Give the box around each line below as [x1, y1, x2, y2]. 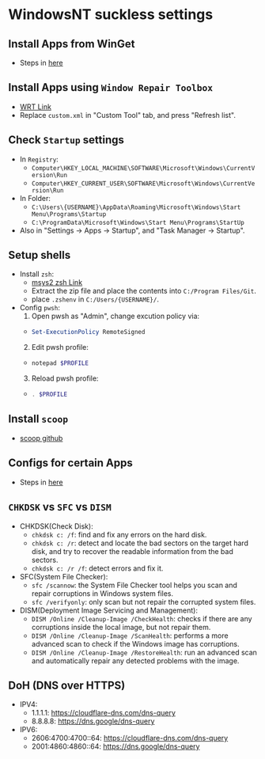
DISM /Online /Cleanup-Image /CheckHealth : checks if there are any [31, 613, 252, 623]
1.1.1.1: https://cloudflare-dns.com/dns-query [31, 708, 176, 718]
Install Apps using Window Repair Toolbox [8, 81, 214, 94]
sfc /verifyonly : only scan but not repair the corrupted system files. [31, 597, 256, 606]
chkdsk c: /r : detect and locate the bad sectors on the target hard [31, 538, 249, 548]
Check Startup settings [8, 133, 125, 147]
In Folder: [19, 193, 51, 203]
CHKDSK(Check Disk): [19, 521, 93, 531]
